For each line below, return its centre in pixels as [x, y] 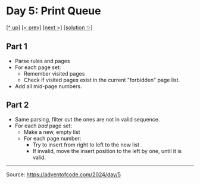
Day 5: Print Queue [54, 11]
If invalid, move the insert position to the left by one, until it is [107, 151]
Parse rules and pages [42, 61]
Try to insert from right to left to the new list [86, 145]
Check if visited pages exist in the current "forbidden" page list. [102, 80]
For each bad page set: [43, 126]
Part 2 [18, 105]
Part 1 [17, 47]
